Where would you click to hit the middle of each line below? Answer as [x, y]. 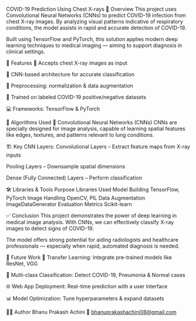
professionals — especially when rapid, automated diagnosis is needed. [93, 246]
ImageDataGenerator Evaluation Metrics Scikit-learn [69, 204]
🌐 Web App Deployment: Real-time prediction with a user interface [87, 286]
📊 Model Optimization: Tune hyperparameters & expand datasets [85, 298]
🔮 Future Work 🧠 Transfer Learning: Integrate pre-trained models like [89, 257]
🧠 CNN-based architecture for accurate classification [70, 74]
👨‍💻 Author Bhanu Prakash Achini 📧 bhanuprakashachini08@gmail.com [92, 312]
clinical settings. [26, 52]
